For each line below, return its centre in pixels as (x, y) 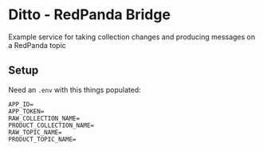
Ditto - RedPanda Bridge (90, 15)
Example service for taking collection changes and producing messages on (132, 37)
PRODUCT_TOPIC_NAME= (43, 139)
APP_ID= (21, 104)
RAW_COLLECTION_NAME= (44, 118)
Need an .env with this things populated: (75, 89)
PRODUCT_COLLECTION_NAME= (51, 125)
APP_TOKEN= (26, 111)
